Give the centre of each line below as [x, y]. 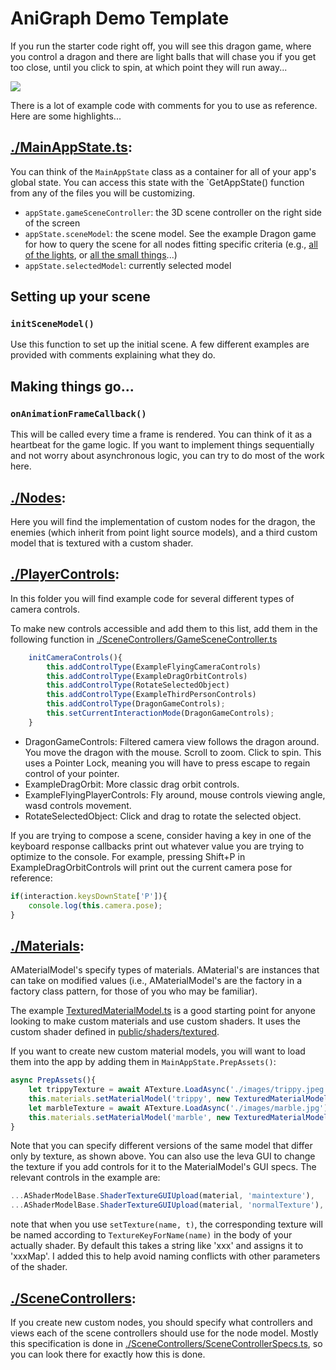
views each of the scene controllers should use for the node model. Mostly [164, 1333]
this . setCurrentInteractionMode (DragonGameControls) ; [160, 713]
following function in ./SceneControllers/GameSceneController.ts [144, 639]
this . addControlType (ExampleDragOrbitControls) [147, 676]
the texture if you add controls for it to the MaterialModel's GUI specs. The [163, 1167]
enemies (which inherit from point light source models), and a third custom [164, 532]
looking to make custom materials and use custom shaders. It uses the [155, 1021]
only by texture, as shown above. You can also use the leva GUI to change [163, 1156]
